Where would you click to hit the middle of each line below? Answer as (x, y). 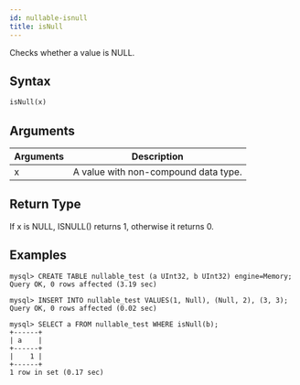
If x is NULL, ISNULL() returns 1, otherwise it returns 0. (112, 226)
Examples (38, 256)
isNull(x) (28, 102)
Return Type (45, 204)
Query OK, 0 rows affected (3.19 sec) (83, 284)
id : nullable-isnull (49, 18)
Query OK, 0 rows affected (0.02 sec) (83, 308)
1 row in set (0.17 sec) (57, 372)
